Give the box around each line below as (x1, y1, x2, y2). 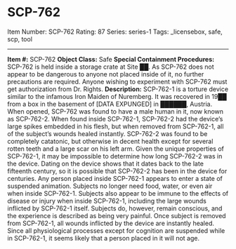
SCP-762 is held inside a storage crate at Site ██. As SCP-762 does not (7, 62, 214, 71)
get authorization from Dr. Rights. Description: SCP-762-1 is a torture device (7, 85, 229, 93)
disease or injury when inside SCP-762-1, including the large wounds (7, 196, 207, 205)
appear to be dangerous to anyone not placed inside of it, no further (7, 69, 204, 78)
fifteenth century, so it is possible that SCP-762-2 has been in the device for (7, 166, 228, 175)
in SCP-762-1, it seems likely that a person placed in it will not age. (7, 234, 200, 242)
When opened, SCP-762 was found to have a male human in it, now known (7, 107, 223, 116)
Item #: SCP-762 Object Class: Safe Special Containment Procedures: (7, 55, 215, 63)
